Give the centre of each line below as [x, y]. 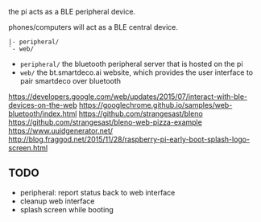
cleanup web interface [57, 201]
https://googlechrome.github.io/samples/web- [156, 105]
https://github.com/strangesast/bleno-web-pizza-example [106, 122]
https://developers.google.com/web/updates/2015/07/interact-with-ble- [128, 97]
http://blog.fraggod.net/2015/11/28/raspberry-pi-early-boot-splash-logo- [129, 139]
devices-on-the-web [43, 105]
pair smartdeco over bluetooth [70, 81]
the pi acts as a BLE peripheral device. [72, 12]
